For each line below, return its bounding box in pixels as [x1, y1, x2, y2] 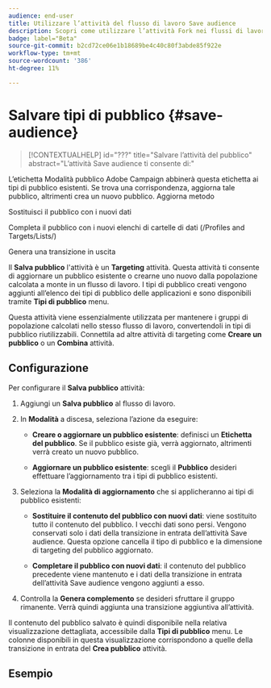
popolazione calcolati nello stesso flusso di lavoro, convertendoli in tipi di [8, 320, 252, 331]
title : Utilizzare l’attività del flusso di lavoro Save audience [8, 19, 236, 27]
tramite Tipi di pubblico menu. [8, 296, 110, 306]
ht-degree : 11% [8, 65, 60, 73]
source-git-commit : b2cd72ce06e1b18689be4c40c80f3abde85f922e [8, 42, 222, 50]
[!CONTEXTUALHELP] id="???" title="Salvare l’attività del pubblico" [27, 150, 252, 160]
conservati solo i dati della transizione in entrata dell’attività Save [31, 527, 248, 537]
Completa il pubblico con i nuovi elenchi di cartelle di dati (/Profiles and [8, 223, 245, 232]
